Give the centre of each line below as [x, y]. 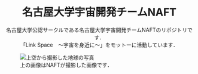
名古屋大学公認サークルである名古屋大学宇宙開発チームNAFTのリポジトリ [97, 30]
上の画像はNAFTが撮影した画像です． [66, 65]
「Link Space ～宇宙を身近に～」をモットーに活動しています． [99, 45]
